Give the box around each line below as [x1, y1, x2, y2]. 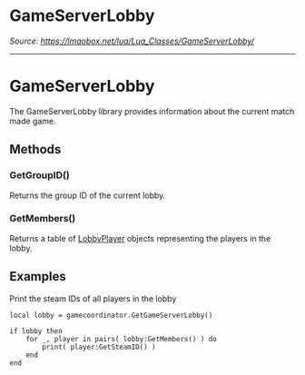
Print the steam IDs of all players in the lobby [9, 292, 177, 304]
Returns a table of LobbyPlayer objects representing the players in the [9, 232, 271, 243]
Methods [9, 142, 62, 157]
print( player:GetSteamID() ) [42, 342, 156, 351]
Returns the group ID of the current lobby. [9, 190, 166, 201]
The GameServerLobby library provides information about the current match [9, 105, 295, 116]
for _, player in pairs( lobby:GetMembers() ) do [25, 334, 218, 343]
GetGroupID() [9, 169, 70, 182]
